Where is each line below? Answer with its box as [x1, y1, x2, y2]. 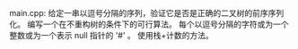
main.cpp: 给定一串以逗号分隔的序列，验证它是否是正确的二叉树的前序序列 [9, 8, 285, 18]
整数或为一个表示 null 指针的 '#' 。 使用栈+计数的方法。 [9, 30, 214, 40]
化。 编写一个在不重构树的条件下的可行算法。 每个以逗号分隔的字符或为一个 [9, 19, 289, 29]
